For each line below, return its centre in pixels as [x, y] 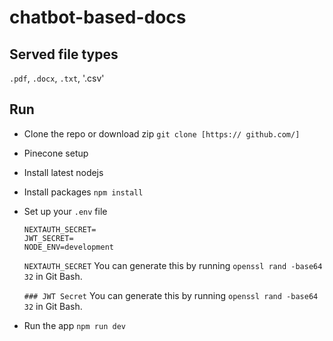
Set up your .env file [65, 211]
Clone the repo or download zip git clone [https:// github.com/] [162, 133]
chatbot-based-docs [98, 17]
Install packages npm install [83, 192]
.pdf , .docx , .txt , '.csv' [57, 78]
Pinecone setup [56, 153]
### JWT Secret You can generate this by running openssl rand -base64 [171, 295]
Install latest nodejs [63, 172]
